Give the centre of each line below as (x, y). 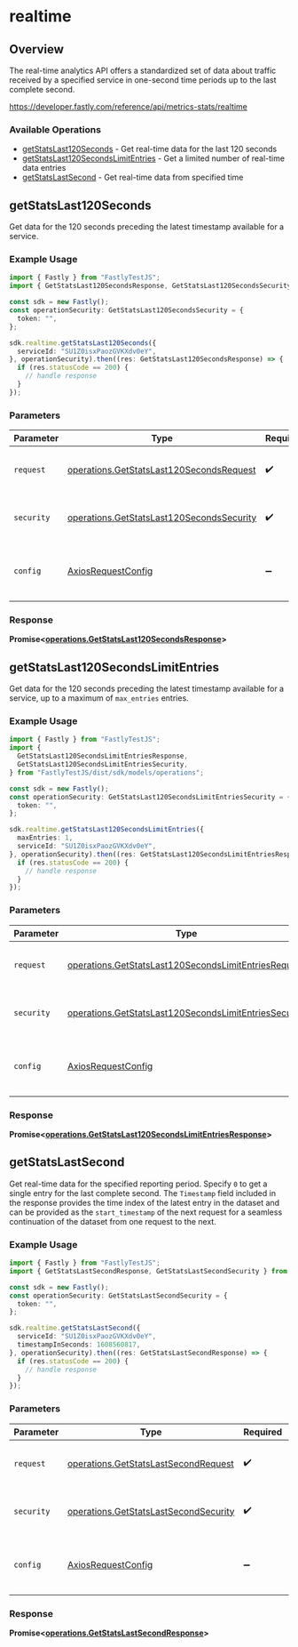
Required (263, 1432)
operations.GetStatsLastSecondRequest (151, 1463)
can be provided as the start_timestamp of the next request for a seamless (146, 1212)
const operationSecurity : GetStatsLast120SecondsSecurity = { (126, 310)
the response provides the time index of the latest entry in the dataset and (145, 1202)
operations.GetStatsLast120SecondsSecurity (162, 518)
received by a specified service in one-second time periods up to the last (143, 80)
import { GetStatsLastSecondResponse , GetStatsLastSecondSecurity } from (149, 1271)
